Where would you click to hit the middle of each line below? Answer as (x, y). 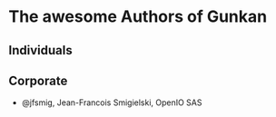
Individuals (41, 50)
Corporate (38, 80)
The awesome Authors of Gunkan (138, 17)
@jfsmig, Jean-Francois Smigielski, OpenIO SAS (112, 102)
